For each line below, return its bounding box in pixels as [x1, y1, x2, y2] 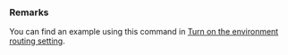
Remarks [9, 6, 49, 19]
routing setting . [9, 35, 65, 46]
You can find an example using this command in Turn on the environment [9, 27, 279, 37]
